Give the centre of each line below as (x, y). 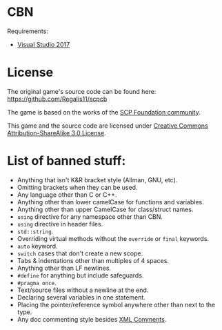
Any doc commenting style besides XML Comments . (92, 319)
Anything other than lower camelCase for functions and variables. (111, 202)
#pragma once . (37, 282)
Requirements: (28, 31)
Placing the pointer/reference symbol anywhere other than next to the (116, 304)
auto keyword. (37, 246)
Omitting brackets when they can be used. (77, 187)
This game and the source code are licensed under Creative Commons (108, 126)
